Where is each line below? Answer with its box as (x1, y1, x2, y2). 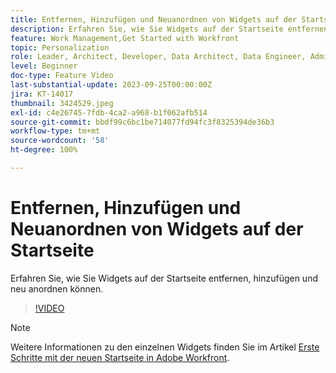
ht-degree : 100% (10, 145, 78, 155)
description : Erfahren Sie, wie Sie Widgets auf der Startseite (10, 24, 284, 34)
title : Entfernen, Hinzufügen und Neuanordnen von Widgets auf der (10, 14, 298, 25)
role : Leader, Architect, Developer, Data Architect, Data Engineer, (10, 52, 307, 62)
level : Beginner (10, 61, 78, 71)
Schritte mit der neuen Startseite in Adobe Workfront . (10, 351, 230, 363)
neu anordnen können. (10, 282, 104, 295)
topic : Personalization (10, 42, 110, 53)
